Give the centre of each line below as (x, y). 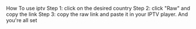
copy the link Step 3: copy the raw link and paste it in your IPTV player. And (97, 14)
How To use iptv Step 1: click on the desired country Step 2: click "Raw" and (98, 8)
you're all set (22, 20)
